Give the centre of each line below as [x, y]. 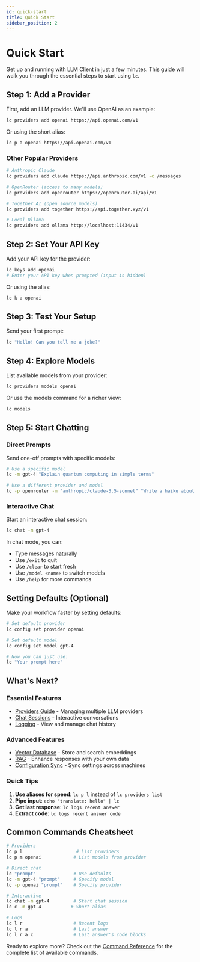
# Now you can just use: [37, 656]
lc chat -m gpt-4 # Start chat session [67, 901]
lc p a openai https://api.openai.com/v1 [59, 143]
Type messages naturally [46, 553]
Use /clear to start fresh [45, 567]
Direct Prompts [29, 445]
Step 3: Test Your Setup [51, 317]
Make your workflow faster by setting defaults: [64, 613]
